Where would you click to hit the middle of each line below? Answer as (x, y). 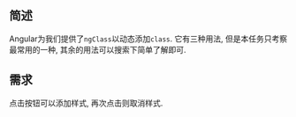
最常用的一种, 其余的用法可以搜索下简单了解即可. (98, 49)
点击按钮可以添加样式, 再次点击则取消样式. (86, 103)
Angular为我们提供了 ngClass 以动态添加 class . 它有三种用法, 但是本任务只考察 (148, 39)
